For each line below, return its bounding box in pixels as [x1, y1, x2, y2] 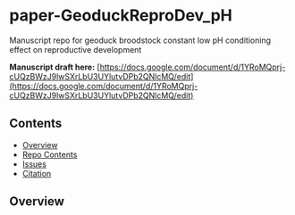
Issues [21, 158, 47, 170]
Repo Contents [21, 149, 78, 160]
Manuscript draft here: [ [9, 62, 100, 72]
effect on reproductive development [9, 44, 142, 54]
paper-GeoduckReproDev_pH [9, 5, 232, 26]
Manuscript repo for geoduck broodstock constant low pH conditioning [9, 35, 271, 45]
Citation [21, 168, 52, 178]
